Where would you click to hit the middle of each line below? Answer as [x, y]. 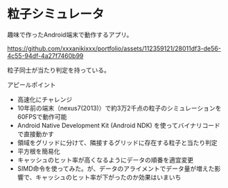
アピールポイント [32, 84]
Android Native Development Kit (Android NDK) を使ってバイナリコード [119, 125]
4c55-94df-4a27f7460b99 [45, 55]
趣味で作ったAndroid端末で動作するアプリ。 [70, 35]
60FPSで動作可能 [42, 116]
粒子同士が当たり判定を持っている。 [59, 70]
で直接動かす [35, 134]
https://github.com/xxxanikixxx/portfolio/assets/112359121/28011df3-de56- [114, 48]
